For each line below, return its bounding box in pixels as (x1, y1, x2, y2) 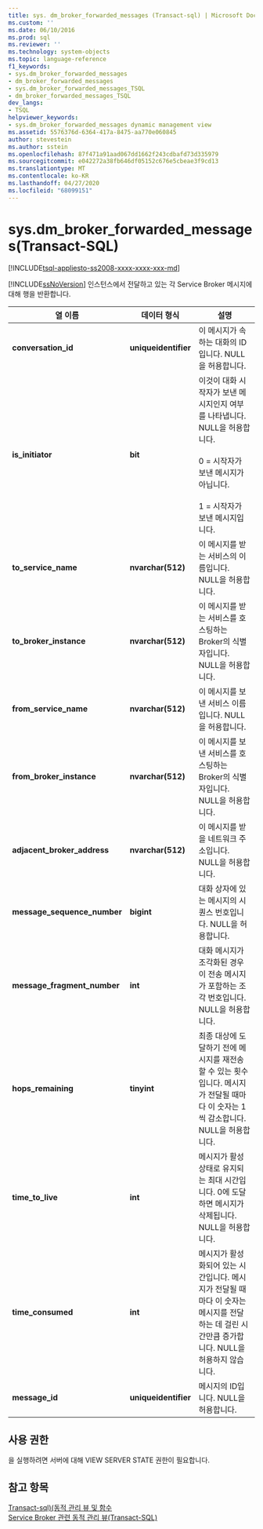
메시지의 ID (198, 1381, 238, 1392)
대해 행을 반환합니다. (8, 289, 71, 298)
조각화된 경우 (198, 957, 244, 968)
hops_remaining (12, 1082, 74, 1093)
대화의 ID (214, 337, 247, 348)
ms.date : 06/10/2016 (8, 26, 76, 34)
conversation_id (12, 342, 74, 353)
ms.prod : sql (8, 33, 51, 42)
